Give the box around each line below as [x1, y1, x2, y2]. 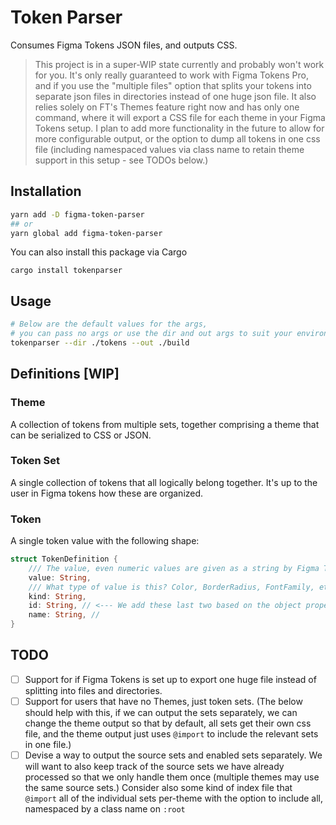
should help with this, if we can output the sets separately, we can [24, 707, 298, 719]
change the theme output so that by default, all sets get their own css [24, 717, 312, 730]
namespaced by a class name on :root [24, 803, 186, 815]
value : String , [28, 572, 92, 583]
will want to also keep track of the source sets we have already [24, 761, 285, 773]
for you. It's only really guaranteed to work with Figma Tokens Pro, [34, 69, 309, 81]
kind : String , [28, 591, 87, 601]
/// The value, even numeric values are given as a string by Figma [28, 563, 320, 573]
